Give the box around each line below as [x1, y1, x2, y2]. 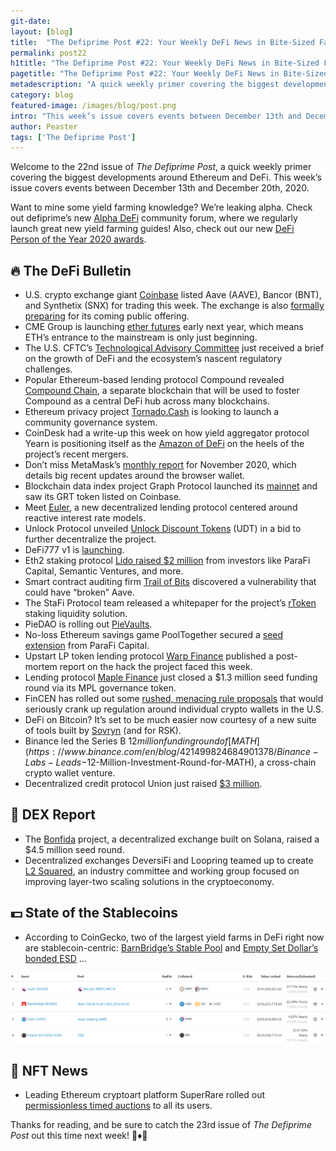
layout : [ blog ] [10, 26, 74, 37]
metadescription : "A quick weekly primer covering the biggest [10, 80, 280, 90]
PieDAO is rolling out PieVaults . [24, 618, 153, 630]
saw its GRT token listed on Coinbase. [24, 491, 182, 503]
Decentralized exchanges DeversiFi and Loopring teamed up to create [24, 854, 314, 866]
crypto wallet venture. [24, 767, 116, 779]
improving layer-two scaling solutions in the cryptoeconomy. [24, 875, 275, 887]
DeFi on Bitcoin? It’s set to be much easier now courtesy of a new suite [24, 714, 317, 726]
